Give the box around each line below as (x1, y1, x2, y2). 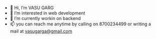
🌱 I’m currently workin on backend (9, 15, 81, 21)
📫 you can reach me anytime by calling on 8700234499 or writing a (9, 21, 151, 27)
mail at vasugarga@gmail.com (9, 28, 72, 34)
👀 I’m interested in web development (9, 10, 85, 16)
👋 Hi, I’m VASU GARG (9, 5, 54, 10)
